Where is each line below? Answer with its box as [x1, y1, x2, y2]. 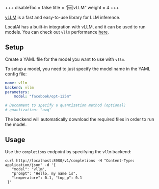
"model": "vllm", [11, 166, 48, 171]
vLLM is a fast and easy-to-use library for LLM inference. [5, 15, 121, 20]
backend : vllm [5, 85, 34, 90]
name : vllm [5, 80, 27, 85]
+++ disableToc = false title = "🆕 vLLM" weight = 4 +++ [5, 5, 119, 10]
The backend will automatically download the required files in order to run [5, 117, 155, 122]
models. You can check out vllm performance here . [5, 29, 109, 35]
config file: [5, 71, 27, 77]
